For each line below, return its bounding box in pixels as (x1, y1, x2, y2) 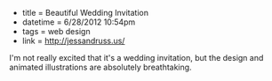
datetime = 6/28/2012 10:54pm (21, 17, 136, 27)
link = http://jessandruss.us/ (21, 35, 125, 46)
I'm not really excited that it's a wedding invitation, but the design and (9, 53, 264, 63)
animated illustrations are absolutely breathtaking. (9, 62, 193, 72)
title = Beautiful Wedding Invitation (21, 8, 149, 18)
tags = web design (21, 26, 91, 36)
